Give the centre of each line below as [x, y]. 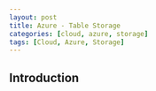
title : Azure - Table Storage [65, 26]
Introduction [44, 77]
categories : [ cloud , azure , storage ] [79, 34]
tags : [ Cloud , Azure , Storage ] [67, 42]
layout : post [33, 17]
